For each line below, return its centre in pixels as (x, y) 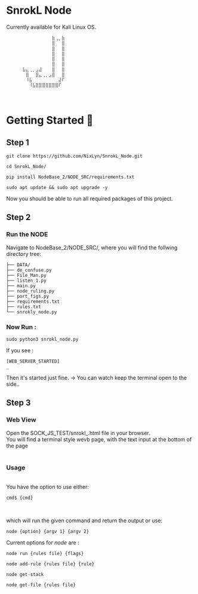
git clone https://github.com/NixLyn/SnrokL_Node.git (75, 156)
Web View (21, 420)
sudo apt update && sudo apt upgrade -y (57, 187)
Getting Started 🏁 (50, 121)
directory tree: (24, 254)
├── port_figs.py (28, 296)
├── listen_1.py (26, 281)
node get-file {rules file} (41, 585)
